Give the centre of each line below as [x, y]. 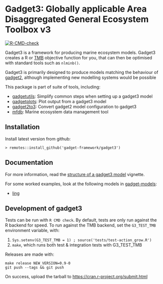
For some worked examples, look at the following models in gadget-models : [81, 184]
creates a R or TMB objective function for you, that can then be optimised [79, 57]
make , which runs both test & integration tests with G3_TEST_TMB [77, 245]
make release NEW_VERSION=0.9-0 [38, 264]
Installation [22, 127]
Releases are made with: [30, 254]
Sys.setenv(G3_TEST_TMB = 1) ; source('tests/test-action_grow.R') [82, 240]
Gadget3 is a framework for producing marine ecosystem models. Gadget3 [80, 53]
